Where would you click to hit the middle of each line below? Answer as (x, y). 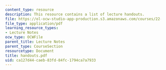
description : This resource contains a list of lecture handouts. (75, 14)
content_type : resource (30, 10)
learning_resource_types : (32, 28)
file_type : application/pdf (34, 23)
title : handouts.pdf (26, 55)
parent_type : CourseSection (34, 46)
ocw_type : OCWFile (24, 37)
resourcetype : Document (30, 51)
